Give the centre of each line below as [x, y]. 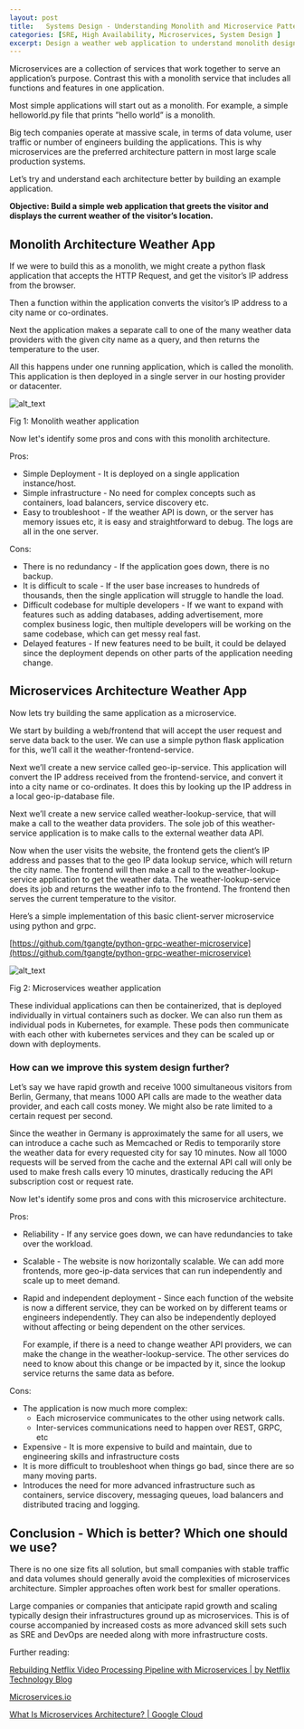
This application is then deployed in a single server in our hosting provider [147, 377]
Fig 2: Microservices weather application [85, 988]
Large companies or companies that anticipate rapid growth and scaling [143, 1605]
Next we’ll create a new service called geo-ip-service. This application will [148, 767]
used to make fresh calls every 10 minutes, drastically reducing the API [141, 1172]
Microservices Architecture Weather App [128, 691]
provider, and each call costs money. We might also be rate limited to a [141, 1106]
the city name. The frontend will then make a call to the [112, 869]
